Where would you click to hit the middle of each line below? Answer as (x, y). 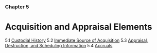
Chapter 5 (17, 7)
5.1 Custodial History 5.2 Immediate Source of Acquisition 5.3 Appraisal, (77, 40)
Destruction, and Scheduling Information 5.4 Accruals (59, 45)
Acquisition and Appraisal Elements (78, 27)
